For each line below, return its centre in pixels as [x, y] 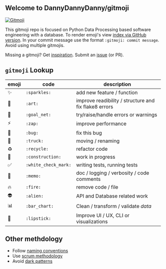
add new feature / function [107, 92]
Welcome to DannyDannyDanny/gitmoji [67, 8]
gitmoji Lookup [29, 70]
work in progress [96, 157]
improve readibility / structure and [115, 101]
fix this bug [89, 133]
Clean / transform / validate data [114, 206]
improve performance [101, 124]
